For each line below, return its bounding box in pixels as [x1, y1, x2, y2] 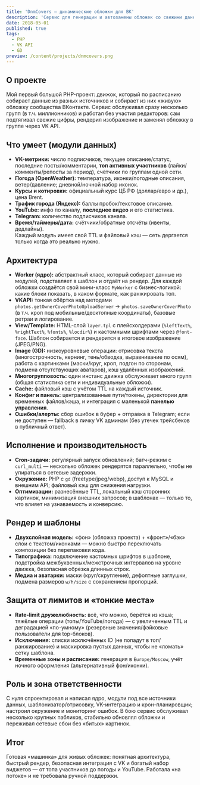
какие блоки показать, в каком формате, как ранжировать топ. [14, 290, 177, 297]
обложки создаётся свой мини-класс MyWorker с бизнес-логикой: [14, 284, 182, 291]
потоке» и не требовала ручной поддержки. [6, 772, 119, 780]
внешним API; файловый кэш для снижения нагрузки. [14, 481, 152, 489]
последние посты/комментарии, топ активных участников [14, 162, 167, 169]
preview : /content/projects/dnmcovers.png [6, 53, 113, 59]
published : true [6, 25, 46, 32]
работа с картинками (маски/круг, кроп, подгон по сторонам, [14, 360, 173, 367]
